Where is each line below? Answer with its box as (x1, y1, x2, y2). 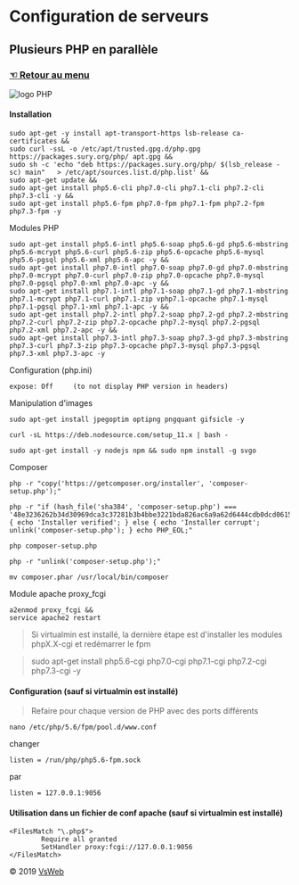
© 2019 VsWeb (9, 866, 65, 877)
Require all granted (41, 835, 117, 844)
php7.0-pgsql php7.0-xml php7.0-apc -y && (9, 279, 169, 288)
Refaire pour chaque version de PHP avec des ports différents (30, 706, 259, 716)
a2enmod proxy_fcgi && (9, 606, 93, 615)
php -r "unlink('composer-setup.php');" (9, 558, 162, 567)
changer (9, 739, 40, 749)
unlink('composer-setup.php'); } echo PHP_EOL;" (9, 526, 193, 535)
